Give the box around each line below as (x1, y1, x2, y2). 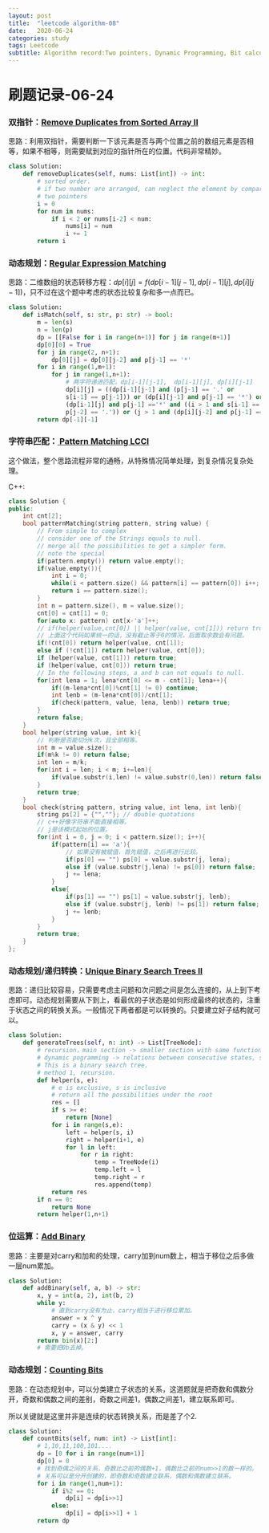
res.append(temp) (94, 1181, 152, 1189)
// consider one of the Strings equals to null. (37, 535, 203, 543)
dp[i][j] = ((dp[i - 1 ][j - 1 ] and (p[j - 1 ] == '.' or (65, 386, 235, 394)
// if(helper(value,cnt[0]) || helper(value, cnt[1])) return (37, 624, 249, 632)
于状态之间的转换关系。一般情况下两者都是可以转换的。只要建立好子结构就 (8, 1005, 254, 1015)
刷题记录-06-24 (8, 86, 114, 104)
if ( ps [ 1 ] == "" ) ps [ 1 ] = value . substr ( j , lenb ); (65, 893, 231, 901)
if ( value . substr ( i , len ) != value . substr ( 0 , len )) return (50, 774, 242, 782)
